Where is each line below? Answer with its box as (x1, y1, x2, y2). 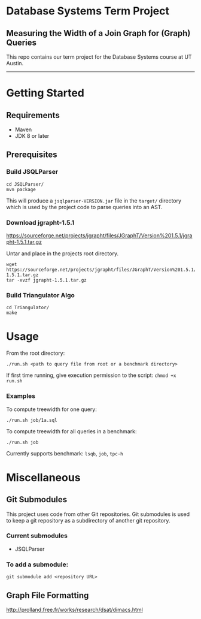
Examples (6, 392, 36, 400)
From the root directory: (6, 349, 65, 357)
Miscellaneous (6, 470, 81, 484)
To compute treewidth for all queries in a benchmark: (6, 427, 137, 435)
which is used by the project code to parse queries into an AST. (6, 203, 163, 210)
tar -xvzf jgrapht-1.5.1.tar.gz (6, 277, 87, 283)
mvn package (6, 186, 36, 192)
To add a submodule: (6, 560, 69, 569)
